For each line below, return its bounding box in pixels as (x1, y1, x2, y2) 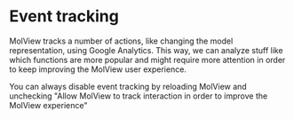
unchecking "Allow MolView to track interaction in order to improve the (9, 91, 268, 101)
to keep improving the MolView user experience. (9, 64, 187, 75)
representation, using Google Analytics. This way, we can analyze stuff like (9, 44, 283, 55)
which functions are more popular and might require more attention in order (9, 54, 286, 65)
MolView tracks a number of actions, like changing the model (9, 36, 234, 46)
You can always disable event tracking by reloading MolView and (9, 81, 247, 91)
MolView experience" (9, 99, 88, 110)
